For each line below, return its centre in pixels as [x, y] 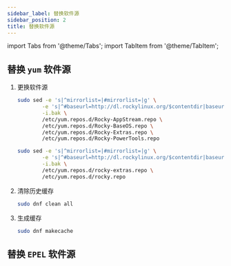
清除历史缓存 [35, 191]
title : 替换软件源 [31, 26]
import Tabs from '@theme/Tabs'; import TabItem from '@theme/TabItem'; [113, 46]
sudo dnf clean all [45, 204]
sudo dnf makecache [45, 231]
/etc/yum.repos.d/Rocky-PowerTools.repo [101, 139]
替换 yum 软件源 [39, 69]
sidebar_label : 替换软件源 [43, 13]
